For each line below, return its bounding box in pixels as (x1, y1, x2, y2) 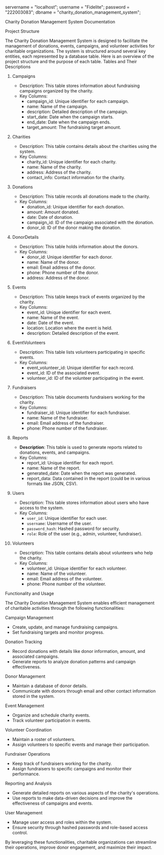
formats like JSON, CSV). (26, 481, 78, 486)
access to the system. (19, 505, 64, 510)
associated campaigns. (12, 653, 59, 659)
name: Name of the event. (26, 315, 79, 320)
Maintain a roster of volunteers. (12, 737, 76, 742)
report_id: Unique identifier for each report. (26, 460, 114, 465)
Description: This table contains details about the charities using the (19, 143, 157, 149)
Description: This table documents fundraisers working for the (19, 394, 145, 400)
